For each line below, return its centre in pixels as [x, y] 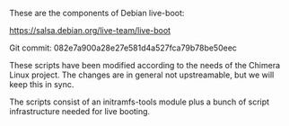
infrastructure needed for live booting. [80, 111]
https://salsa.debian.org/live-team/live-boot [90, 30]
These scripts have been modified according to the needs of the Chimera [145, 65]
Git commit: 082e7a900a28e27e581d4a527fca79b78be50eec [123, 48]
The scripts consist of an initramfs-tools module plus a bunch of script [140, 102]
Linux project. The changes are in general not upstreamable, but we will [142, 75]
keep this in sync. [42, 84]
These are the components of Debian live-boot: [97, 13]
